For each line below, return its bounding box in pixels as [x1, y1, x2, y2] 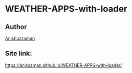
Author [5, 23, 27, 31]
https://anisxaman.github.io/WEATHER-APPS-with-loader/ [5, 62, 122, 68]
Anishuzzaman [5, 35, 35, 41]
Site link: [5, 49, 33, 58]
